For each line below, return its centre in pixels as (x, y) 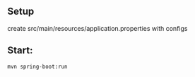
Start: (20, 51)
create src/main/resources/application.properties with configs (97, 28)
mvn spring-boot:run (38, 66)
